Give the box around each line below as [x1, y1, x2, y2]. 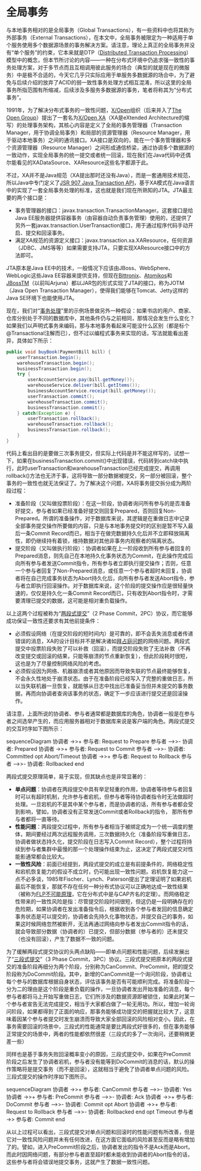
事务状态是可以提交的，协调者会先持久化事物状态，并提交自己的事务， [14, 912, 188, 920]
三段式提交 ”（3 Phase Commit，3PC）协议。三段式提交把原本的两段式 [14, 955, 188, 963]
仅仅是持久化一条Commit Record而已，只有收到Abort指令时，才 [31, 589, 188, 596]
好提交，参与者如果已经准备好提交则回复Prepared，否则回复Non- [14, 507, 176, 514]
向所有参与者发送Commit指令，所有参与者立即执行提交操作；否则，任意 [14, 559, 191, 566]
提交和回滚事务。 [25, 229, 68, 236]
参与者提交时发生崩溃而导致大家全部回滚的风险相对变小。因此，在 [32, 1015, 195, 1023]
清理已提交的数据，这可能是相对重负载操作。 [20, 597, 130, 604]
